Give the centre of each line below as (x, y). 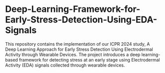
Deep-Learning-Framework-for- (73, 9)
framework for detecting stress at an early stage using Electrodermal (89, 60)
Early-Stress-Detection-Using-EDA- (81, 20)
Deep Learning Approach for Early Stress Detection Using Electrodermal (79, 49)
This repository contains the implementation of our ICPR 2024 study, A (78, 44)
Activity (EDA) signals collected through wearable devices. (65, 65)
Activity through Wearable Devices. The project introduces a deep (73, 54)
